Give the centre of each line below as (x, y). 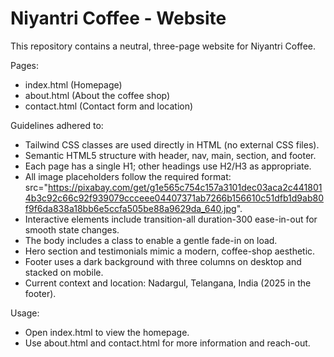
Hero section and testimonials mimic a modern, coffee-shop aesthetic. (170, 251)
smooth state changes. (72, 229)
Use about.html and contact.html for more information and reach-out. (167, 343)
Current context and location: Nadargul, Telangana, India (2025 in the (168, 283)
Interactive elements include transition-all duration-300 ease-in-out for (171, 219)
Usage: (25, 313)
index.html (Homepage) (73, 84)
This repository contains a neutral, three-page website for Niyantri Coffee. (163, 46)
